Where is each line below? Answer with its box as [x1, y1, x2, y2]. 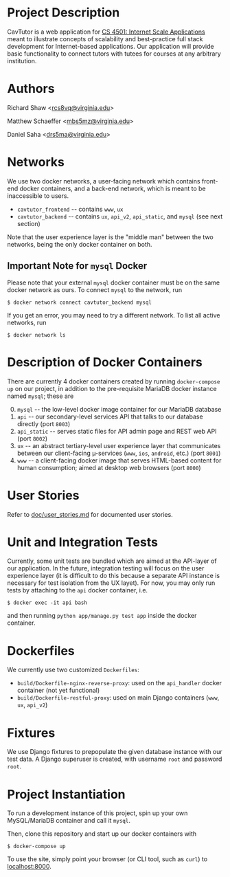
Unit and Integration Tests [7, 534, 158, 550]
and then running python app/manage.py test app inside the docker [7, 612, 197, 620]
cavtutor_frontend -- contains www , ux [16, 205, 124, 213]
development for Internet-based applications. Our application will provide [7, 42, 214, 50]
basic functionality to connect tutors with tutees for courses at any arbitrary [7, 49, 221, 58]
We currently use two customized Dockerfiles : [7, 665, 139, 674]
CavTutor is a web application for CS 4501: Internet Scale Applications [7, 27, 205, 36]
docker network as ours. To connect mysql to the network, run [7, 285, 183, 293]
